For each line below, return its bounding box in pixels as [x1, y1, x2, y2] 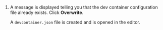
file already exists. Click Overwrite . [10, 9, 84, 15]
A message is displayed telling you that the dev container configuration [10, 4, 158, 10]
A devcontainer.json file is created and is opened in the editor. [10, 19, 140, 25]
